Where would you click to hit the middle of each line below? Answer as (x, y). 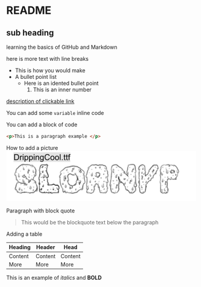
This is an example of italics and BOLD (54, 278)
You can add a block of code (42, 125)
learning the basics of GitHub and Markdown (62, 47)
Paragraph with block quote (41, 211)
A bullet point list (36, 77)
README (29, 11)
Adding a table (24, 234)
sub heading (30, 33)
